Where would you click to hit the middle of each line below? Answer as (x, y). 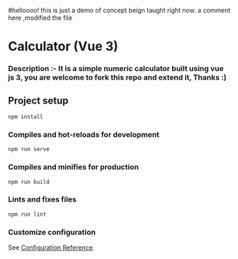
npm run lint (27, 214)
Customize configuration (52, 232)
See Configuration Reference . (51, 248)
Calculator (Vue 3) (63, 46)
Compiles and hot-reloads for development (84, 134)
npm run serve (29, 149)
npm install (25, 116)
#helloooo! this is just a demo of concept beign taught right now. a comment (119, 10)
